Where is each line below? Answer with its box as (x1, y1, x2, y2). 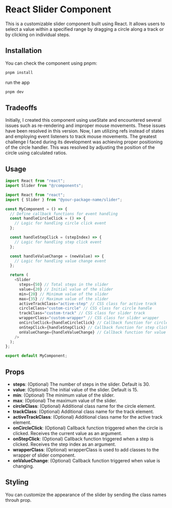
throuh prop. (5, 497, 32, 503)
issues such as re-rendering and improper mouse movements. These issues (5, 122, 166, 129)
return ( (10, 272, 29, 278)
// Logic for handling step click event (14, 239, 102, 244)
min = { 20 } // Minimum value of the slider (18, 291, 109, 296)
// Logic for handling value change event (14, 258, 106, 264)
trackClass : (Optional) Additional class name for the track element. (12, 408, 155, 415)
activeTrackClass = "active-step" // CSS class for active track (18, 301, 157, 306)
